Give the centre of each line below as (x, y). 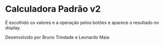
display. (13, 27)
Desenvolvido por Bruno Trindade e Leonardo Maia (57, 37)
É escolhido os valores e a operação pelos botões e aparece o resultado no (82, 22)
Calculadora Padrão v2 (53, 9)
